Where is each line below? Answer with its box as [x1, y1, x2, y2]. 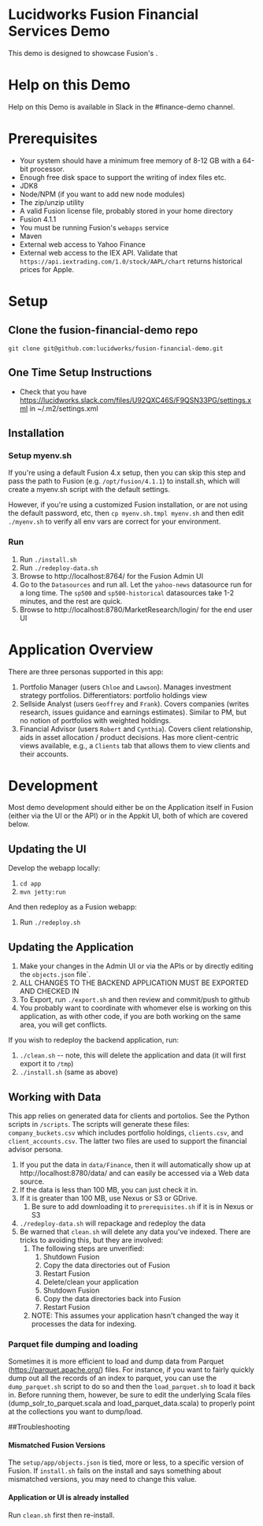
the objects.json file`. [19, 970, 91, 979]
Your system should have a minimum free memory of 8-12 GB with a [19, 155, 241, 165]
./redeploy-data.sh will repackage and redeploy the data [19, 1218, 206, 1228]
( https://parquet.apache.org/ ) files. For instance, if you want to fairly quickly [8, 1365, 254, 1375]
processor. [30, 164, 65, 173]
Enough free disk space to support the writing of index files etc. [19, 172, 227, 182]
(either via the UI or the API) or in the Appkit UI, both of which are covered [8, 811, 248, 821]
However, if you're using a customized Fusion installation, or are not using [8, 500, 248, 509]
